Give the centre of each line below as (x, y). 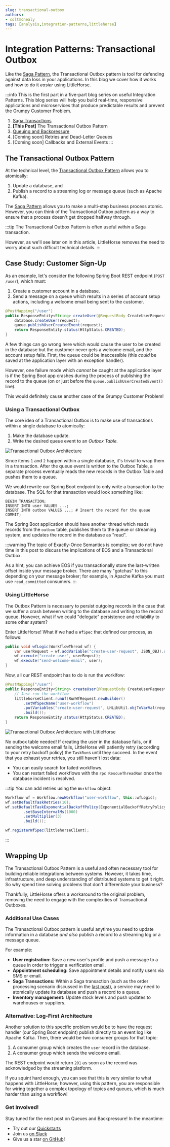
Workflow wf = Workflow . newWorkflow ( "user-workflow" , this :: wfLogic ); (81, 797)
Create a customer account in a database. (56, 291)
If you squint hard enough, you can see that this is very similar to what (78, 1078)
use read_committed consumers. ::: (41, 582)
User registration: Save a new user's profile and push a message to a (85, 960)
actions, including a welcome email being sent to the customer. (78, 301)
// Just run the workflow (42, 694)
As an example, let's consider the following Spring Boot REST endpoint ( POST (85, 276)
